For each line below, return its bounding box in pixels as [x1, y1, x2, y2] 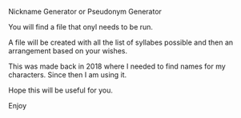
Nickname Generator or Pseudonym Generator [8, 7, 163, 16]
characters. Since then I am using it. [8, 70, 127, 79]
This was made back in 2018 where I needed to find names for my [8, 61, 226, 71]
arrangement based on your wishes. [8, 46, 128, 55]
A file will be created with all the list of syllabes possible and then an [8, 37, 234, 47]
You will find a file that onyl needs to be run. [8, 22, 154, 31]
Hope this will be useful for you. [8, 85, 114, 95]
